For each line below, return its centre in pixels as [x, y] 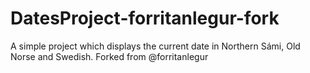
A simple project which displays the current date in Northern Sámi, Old [155, 46]
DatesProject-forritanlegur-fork [145, 18]
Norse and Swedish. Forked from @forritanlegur [109, 56]
